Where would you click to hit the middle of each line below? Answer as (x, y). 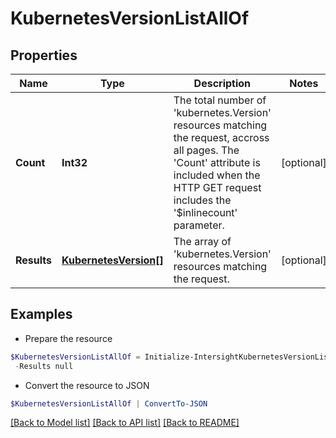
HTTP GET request (217, 187)
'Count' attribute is (217, 162)
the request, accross (221, 137)
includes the (202, 200)
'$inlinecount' (205, 212)
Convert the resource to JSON (87, 385)
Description (222, 83)
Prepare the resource (68, 338)
